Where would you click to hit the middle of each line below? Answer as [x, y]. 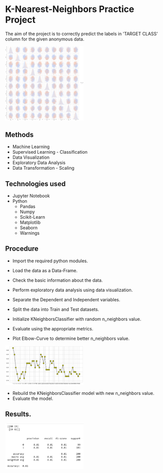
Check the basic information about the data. [58, 280]
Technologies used [35, 184]
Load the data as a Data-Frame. [45, 270]
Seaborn [29, 228]
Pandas [28, 207]
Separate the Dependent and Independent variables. [66, 299]
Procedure [22, 249]
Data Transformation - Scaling [43, 168]
